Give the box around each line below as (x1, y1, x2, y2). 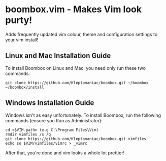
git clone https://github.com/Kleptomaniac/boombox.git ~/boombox (5, 80, 149, 85)
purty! (5, 14, 32, 26)
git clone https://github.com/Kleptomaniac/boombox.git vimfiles (5, 136, 146, 141)
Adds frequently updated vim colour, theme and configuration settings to (5, 31, 158, 37)
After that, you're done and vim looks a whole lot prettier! (5, 149, 125, 156)
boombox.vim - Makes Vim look (5, 4, 142, 15)
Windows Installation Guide (5, 98, 94, 108)
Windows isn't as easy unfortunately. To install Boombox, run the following (5, 112, 161, 118)
